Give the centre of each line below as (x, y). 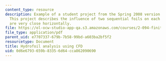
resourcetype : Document (30, 42)
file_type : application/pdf (34, 32)
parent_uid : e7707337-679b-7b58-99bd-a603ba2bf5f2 (58, 37)
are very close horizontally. (41, 23)
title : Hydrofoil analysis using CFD (44, 46)
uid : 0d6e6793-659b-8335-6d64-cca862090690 (51, 51)
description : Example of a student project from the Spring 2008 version (83, 14)
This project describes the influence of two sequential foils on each (85, 19)
